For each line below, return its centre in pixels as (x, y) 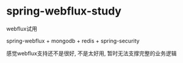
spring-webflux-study (64, 11)
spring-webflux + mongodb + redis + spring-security (73, 41)
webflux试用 (22, 28)
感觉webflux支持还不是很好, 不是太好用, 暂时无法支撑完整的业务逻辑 (91, 53)
